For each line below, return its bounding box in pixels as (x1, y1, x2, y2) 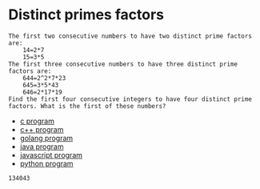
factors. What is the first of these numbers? (8, 102, 166, 110)
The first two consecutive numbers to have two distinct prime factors (8, 32, 252, 40)
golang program (19, 133, 74, 143)
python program (19, 159, 74, 168)
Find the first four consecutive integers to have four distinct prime (8, 94, 252, 103)
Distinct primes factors (8, 6, 164, 24)
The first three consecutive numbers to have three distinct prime (8, 60, 238, 68)
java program (19, 142, 64, 151)
